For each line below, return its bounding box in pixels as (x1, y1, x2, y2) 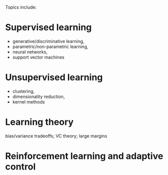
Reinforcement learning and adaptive (5, 150, 163, 161)
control (5, 161, 36, 172)
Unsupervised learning (5, 72, 103, 83)
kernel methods (12, 98, 45, 104)
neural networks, (12, 48, 48, 54)
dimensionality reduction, (12, 93, 65, 99)
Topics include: (5, 4, 37, 10)
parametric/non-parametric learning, (12, 43, 89, 49)
